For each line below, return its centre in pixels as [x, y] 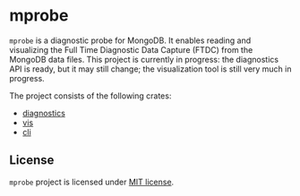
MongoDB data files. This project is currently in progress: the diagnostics [144, 59]
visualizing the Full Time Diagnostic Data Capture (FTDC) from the [131, 49]
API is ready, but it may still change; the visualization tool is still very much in [150, 69]
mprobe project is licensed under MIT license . [92, 182]
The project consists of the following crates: [90, 96]
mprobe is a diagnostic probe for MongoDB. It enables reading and [130, 40]
